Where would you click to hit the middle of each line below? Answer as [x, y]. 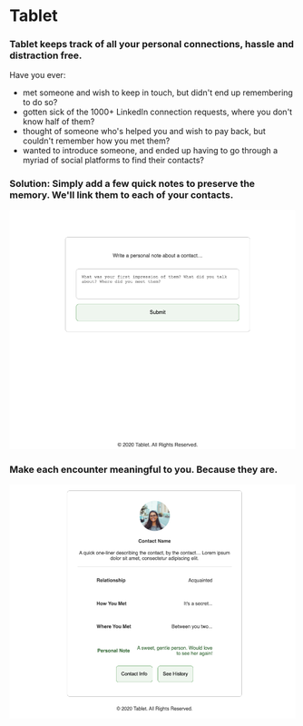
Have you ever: [38, 75]
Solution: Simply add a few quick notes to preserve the [132, 184]
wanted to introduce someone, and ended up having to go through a [150, 151]
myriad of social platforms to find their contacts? [113, 161]
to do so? [40, 103]
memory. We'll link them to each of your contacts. [122, 195]
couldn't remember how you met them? [96, 141]
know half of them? [59, 122]
